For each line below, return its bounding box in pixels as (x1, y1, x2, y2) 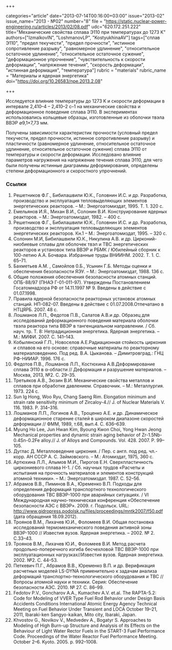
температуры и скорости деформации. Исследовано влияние (6, 152, 141, 157)
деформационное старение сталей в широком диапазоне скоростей (13, 416, 164, 422)
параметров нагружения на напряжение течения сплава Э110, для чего (6, 157, 163, 163)
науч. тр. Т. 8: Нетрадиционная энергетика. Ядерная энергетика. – (13, 329, 160, 335)
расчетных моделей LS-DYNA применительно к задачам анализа (13, 568, 158, 574)
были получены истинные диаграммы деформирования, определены (6, 162, 158, 168)
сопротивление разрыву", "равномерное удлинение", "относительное (6, 46, 160, 51)
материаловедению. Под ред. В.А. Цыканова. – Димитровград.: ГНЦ (13, 350, 164, 356)
